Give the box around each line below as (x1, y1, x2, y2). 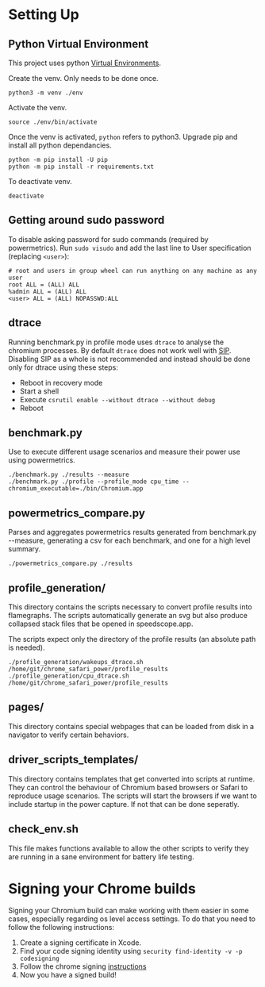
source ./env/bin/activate (8, 118, 98, 126)
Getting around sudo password (8, 213, 165, 227)
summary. (8, 544, 41, 554)
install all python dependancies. (8, 140, 113, 150)
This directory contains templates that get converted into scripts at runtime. (8, 774, 255, 783)
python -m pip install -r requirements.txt (8, 163, 155, 171)
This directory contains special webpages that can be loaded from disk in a (8, 721, 255, 731)
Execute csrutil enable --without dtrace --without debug (19, 394, 216, 404)
